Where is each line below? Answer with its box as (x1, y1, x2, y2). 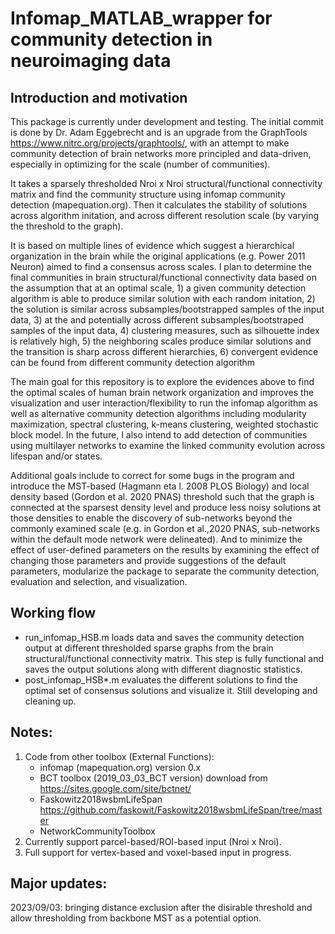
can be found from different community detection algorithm (10, 357, 256, 368)
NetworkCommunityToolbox (39, 825, 156, 837)
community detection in (10, 28, 213, 51)
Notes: (10, 724, 53, 741)
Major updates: (10, 875, 108, 892)
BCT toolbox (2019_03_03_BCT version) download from (39, 772, 268, 784)
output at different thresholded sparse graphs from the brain (24, 642, 274, 654)
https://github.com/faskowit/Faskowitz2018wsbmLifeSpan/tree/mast (39, 803, 323, 816)
